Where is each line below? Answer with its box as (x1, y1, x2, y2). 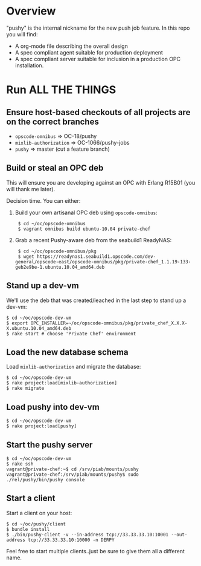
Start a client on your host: (6, 509, 72, 516)
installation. (14, 62, 44, 69)
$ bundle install (6, 526, 50, 532)
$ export (6, 320, 28, 326)
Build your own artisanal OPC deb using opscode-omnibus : (14, 209, 158, 216)
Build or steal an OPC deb (6, 163, 104, 173)
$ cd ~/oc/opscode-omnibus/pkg (18, 248, 97, 254)
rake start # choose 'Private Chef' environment (11, 331, 136, 337)
